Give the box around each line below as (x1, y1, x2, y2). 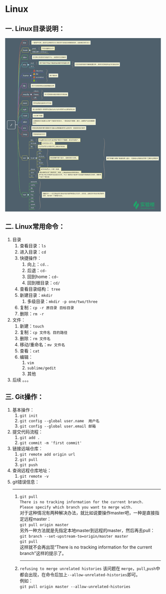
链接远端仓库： (12, 445, 43, 451)
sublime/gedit (27, 366, 56, 370)
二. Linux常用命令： (5, 223, 65, 231)
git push (19, 462, 38, 467)
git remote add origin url (19, 452, 76, 457)
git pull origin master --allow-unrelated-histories (19, 584, 131, 589)
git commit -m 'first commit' (19, 440, 83, 446)
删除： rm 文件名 (19, 335, 51, 341)
